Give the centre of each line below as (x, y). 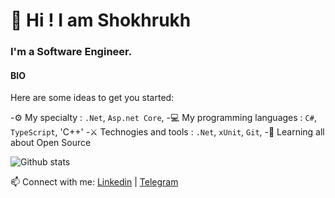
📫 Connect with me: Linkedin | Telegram (94, 182)
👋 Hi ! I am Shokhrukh (101, 20)
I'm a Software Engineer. (71, 52)
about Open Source (51, 143)
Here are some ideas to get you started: (92, 98)
